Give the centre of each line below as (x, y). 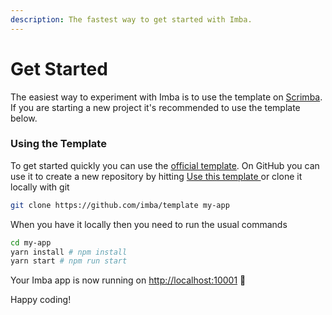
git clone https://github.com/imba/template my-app (120, 205)
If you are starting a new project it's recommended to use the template (155, 107)
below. (24, 118)
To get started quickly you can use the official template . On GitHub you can (165, 165)
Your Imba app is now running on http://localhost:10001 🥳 (128, 280)
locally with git (40, 187)
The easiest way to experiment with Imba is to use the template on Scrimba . (166, 97)
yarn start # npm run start (69, 261)
